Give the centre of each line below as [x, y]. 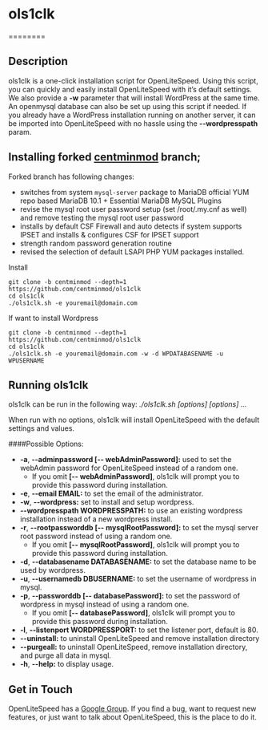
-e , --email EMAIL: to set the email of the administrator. [112, 493]
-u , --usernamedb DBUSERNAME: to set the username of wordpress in [138, 579]
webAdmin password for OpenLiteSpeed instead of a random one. [129, 468]
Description [38, 61]
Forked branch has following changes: [71, 176]
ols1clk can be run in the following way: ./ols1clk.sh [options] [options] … [128, 404]
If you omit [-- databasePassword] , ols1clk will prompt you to [134, 613]
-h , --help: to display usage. [67, 664]
